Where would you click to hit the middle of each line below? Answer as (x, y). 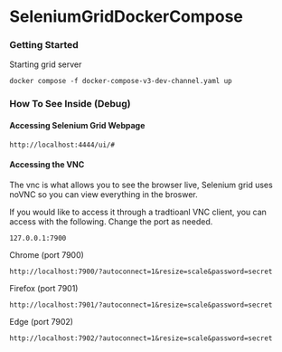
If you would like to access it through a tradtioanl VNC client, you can (138, 212)
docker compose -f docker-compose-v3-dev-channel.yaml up (121, 81)
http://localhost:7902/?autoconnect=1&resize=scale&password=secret (141, 338)
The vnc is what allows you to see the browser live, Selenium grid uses (141, 185)
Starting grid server (46, 64)
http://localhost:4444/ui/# (62, 145)
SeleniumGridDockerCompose (127, 17)
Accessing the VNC (47, 165)
